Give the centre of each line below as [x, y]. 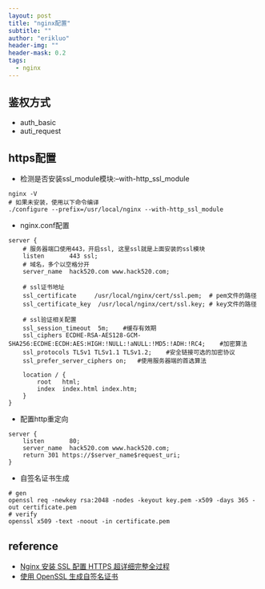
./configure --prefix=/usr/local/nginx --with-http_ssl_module [116, 209]
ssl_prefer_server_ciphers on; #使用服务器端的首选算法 [114, 361]
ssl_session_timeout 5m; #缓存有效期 [90, 329]
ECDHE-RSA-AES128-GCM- [103, 335]
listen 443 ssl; [60, 256]
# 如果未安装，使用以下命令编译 [54, 203]
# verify [23, 514]
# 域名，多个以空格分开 [56, 265]
